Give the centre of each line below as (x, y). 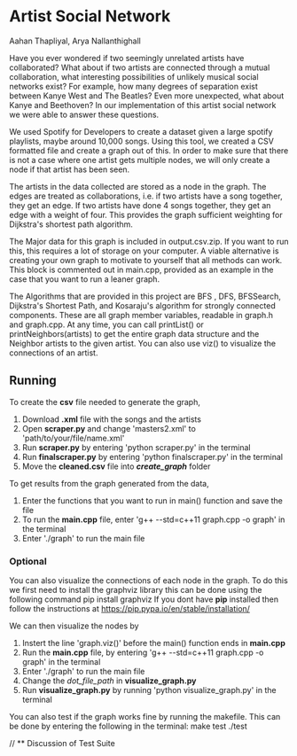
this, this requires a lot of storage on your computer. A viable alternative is (144, 251)
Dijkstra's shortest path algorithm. (71, 224)
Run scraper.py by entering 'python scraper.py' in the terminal (136, 447)
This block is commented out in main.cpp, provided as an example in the (141, 269)
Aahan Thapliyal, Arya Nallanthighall (75, 41)
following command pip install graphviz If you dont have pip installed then (144, 599)
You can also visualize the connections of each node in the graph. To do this (148, 581)
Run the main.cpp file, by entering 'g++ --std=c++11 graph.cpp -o (143, 652)
